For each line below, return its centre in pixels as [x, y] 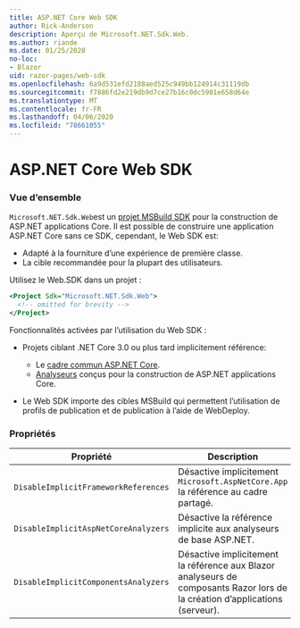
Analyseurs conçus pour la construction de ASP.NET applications [156, 374]
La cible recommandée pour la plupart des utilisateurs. [122, 263]
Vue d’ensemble [46, 197]
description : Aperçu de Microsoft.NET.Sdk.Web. [100, 34]
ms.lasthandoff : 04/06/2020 [62, 117]
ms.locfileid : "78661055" [57, 126]
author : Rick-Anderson [51, 26]
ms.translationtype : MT [54, 100]
